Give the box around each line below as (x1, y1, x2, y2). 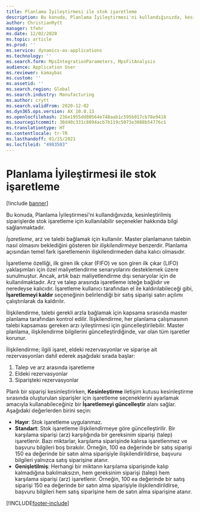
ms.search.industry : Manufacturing (6, 92, 95, 98)
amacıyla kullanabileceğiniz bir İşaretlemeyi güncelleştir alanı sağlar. (6, 400, 177, 408)
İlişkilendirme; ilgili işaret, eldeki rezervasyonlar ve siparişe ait (6, 346, 158, 353)
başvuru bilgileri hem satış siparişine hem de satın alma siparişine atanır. (14, 488, 192, 495)
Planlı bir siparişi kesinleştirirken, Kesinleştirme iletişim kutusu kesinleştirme (6, 388, 193, 395)
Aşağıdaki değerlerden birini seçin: (6, 407, 92, 414)
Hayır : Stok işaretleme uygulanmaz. (14, 418, 102, 426)
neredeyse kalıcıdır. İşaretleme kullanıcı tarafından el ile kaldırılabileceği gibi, (6, 285, 193, 292)
